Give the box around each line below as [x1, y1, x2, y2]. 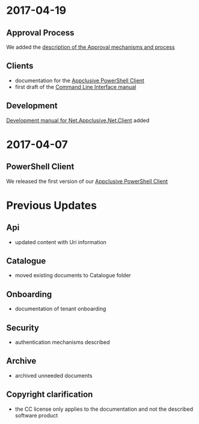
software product [14, 411, 58, 419]
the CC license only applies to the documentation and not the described [14, 405, 194, 413]
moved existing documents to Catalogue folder [14, 272, 131, 279]
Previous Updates [6, 198, 97, 212]
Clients [6, 61, 34, 71]
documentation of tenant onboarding [14, 305, 106, 313]
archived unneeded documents [14, 372, 93, 379]
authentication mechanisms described [14, 339, 110, 346]
